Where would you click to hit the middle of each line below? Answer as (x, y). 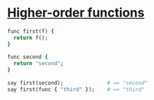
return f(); (31, 37)
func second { (28, 57)
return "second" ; (39, 64)
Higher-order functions (76, 13)
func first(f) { (31, 31)
